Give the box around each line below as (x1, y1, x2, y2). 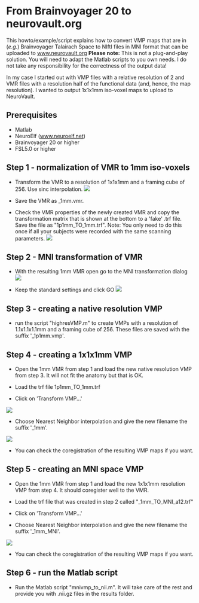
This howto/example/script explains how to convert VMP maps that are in (6, 36, 187, 44)
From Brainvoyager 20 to (6, 4, 131, 18)
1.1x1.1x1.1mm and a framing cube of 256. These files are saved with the (14, 326, 190, 333)
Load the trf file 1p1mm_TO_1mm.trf (14, 383, 100, 390)
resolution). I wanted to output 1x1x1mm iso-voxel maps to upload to (6, 86, 173, 93)
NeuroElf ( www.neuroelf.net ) (14, 132, 85, 139)
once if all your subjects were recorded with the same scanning (14, 227, 172, 234)
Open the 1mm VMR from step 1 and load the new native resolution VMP (14, 366, 192, 372)
